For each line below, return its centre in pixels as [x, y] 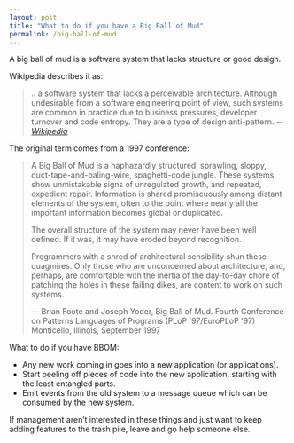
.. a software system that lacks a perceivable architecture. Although [154, 93]
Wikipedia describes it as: [56, 76]
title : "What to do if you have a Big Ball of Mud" [106, 26]
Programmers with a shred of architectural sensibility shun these [149, 257]
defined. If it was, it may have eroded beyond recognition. [136, 240]
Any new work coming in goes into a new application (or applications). [150, 365]
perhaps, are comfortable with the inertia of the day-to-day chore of [155, 275]
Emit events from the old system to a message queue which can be [144, 393]
